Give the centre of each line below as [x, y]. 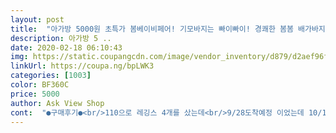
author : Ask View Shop [57, 103]
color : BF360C [40, 85]
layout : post [37, 19]
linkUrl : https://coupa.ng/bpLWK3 [82, 66]
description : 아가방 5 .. [61, 38]
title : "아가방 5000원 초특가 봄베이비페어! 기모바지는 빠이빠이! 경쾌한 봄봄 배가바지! [170, 29]
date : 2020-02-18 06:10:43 [66, 47]
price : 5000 [35, 94]
